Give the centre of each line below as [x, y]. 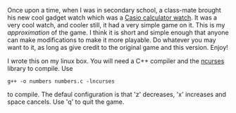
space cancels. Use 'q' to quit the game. [66, 102]
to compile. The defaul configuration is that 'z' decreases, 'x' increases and [117, 94]
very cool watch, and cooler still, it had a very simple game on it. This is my [116, 25]
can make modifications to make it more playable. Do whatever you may [112, 40]
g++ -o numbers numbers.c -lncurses [61, 81]
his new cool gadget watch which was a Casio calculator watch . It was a [112, 18]
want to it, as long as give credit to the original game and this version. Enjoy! [118, 47]
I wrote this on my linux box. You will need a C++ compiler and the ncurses [116, 61]
